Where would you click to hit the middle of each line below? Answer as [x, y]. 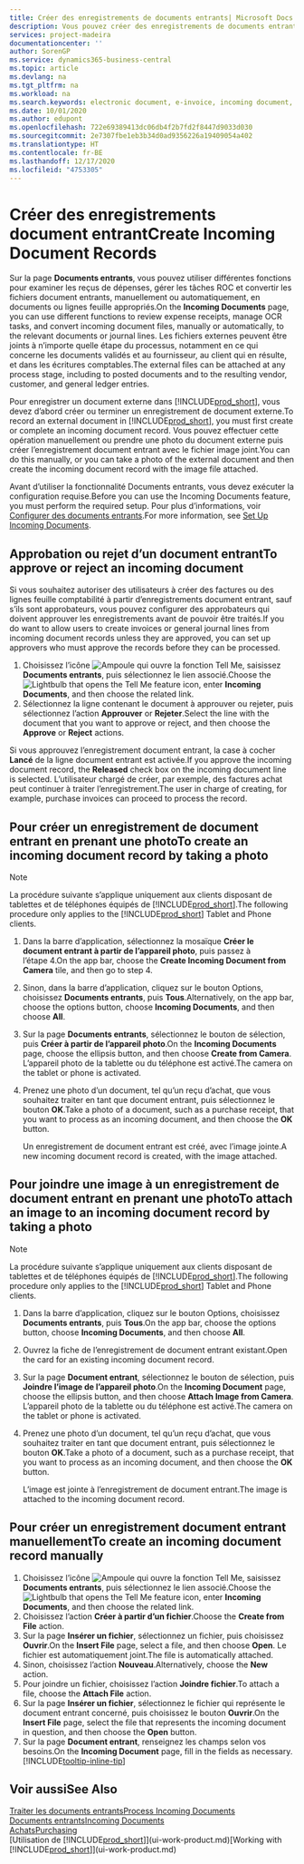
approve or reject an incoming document [127, 568]
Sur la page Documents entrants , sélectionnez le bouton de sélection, [154, 1034]
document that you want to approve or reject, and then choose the [146, 723]
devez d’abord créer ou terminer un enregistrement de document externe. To [152, 411]
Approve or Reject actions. [73, 733]
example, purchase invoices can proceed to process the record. [128, 798]
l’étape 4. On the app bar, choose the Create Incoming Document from [154, 960]
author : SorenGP [40, 52]
